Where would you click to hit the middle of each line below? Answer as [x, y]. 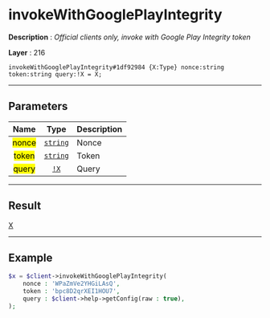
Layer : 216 [27, 52]
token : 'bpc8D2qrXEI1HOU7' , [72, 291]
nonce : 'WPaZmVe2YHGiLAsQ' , [72, 284]
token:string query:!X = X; [55, 74]
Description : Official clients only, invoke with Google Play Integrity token [130, 37]
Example [31, 257]
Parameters [38, 106]
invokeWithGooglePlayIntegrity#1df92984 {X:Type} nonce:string [117, 67]
